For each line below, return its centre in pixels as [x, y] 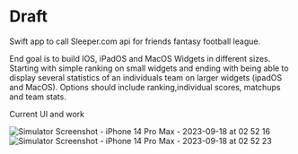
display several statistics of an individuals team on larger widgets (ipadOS [146, 77]
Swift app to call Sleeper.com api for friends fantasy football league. [135, 41]
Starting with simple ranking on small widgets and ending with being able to [149, 68]
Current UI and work [47, 114]
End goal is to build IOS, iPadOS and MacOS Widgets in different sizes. [140, 58]
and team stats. [38, 97]
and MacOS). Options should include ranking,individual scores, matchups [145, 87]
